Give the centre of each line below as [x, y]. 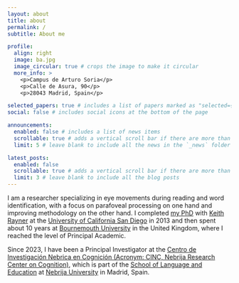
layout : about [28, 14]
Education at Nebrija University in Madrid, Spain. [79, 272]
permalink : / [27, 27]
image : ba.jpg [34, 60]
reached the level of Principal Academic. [67, 236]
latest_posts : [28, 158]
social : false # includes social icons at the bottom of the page [108, 112]
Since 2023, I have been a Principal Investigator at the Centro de [102, 249]
